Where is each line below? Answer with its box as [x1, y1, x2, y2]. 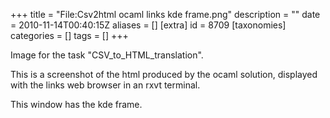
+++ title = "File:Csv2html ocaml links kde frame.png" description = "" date [10, 9, 321, 20]
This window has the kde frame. [10, 99, 143, 110]
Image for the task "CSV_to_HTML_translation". [10, 49, 204, 61]
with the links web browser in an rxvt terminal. [10, 79, 201, 91]
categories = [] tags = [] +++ [10, 30, 129, 41]
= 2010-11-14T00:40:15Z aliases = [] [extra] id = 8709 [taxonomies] [10, 19, 287, 31]
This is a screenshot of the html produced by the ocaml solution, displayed [10, 69, 318, 80]
